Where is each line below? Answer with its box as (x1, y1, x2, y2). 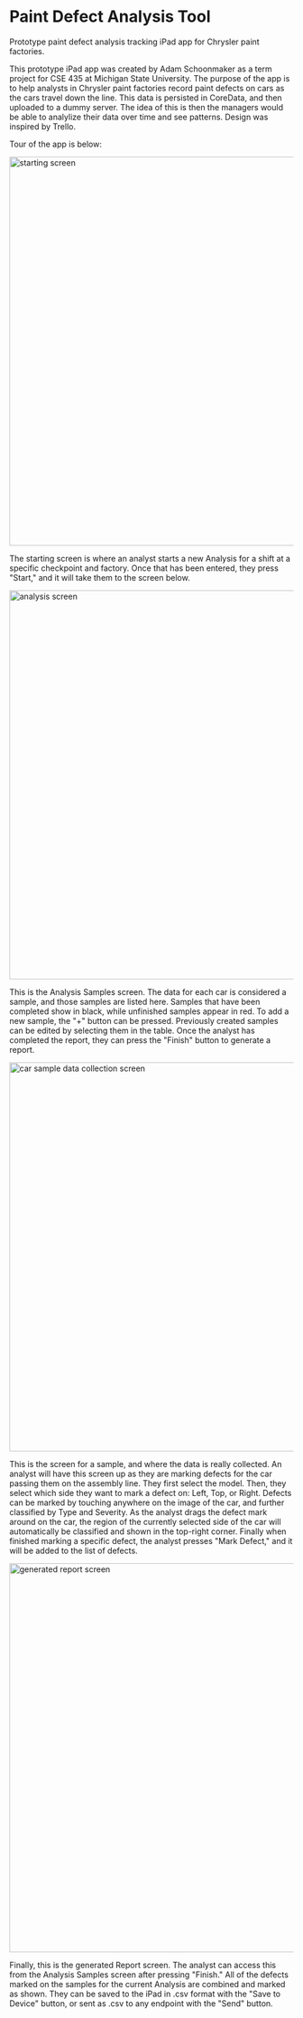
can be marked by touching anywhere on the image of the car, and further (9, 1497, 285, 1508)
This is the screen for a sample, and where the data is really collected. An (9, 1458, 282, 1469)
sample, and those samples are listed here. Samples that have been (9, 996, 261, 1007)
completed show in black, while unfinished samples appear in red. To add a (9, 1006, 289, 1017)
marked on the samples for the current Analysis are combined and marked (9, 1978, 286, 1989)
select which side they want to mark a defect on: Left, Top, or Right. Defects (9, 1487, 292, 1498)
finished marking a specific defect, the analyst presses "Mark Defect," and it (9, 1535, 293, 1546)
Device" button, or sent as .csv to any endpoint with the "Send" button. (9, 1997, 273, 2009)
